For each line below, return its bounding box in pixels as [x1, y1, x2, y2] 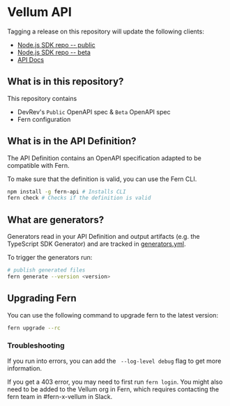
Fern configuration [17, 115, 71, 123]
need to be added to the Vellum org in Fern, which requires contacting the [7, 384, 220, 393]
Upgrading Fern [7, 292, 77, 304]
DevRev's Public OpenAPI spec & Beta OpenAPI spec [17, 107, 171, 116]
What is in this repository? [7, 76, 124, 88]
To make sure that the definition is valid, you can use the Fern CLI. [7, 175, 197, 183]
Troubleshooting [7, 341, 65, 350]
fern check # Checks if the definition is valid [7, 194, 151, 202]
